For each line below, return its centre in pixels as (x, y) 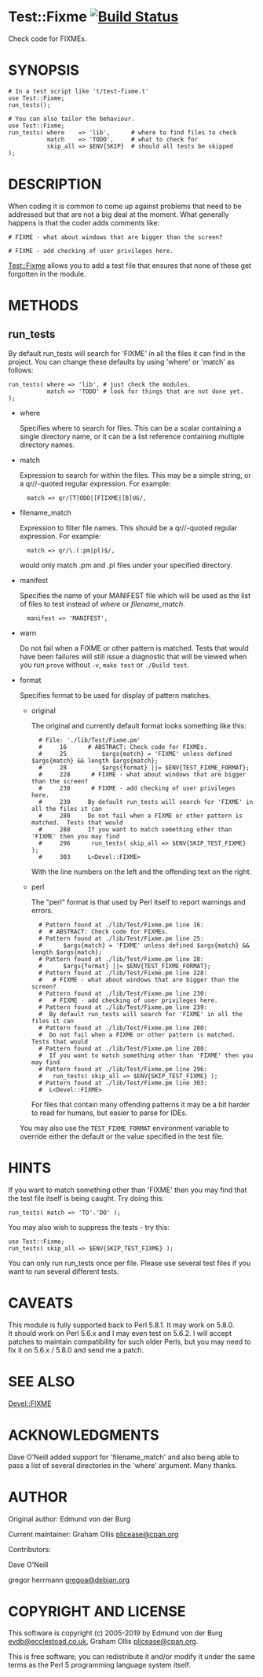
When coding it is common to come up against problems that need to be (125, 206)
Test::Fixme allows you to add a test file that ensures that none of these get (130, 265)
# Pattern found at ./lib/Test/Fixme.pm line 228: (123, 973)
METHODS (43, 306)
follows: (21, 370)
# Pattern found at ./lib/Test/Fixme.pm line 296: (123, 1069)
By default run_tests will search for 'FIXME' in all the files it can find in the (127, 353)
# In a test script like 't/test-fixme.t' (79, 91)
